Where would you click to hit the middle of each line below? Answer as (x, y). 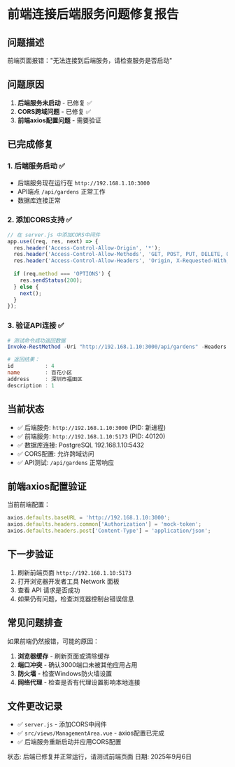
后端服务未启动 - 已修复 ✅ (55, 103)
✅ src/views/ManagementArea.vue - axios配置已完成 (91, 733)
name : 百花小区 (40, 373)
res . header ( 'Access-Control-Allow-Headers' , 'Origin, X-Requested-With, (122, 261)
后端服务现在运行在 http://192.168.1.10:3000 (84, 182)
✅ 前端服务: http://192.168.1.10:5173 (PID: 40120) (91, 436)
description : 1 (31, 385)
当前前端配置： (29, 505)
